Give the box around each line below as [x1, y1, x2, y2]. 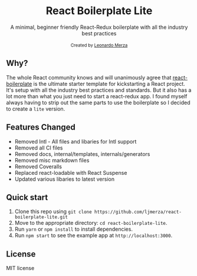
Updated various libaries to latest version [14, 175, 115, 182]
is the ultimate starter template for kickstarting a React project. [33, 80, 186, 87]
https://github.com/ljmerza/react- [94, 209, 182, 215]
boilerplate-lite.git [14, 214, 68, 220]
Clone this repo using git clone [14, 208, 93, 215]
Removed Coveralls [14, 163, 62, 170]
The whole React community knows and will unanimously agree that [6, 74, 172, 81]
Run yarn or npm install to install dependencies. [14, 225, 133, 233]
